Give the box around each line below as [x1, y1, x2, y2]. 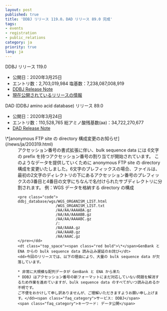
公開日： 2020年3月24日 [12, 113, 62, 119]
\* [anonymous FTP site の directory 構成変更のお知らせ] [5, 135, 120, 141]
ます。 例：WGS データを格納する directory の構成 [30, 184, 134, 190]
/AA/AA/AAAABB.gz [55, 212, 92, 217]
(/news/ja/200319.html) [5, 141, 53, 147]
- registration [5, 30, 37, 35]
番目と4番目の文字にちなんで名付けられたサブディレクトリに [33, 178, 158, 184]
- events [5, 26, 23, 31]
